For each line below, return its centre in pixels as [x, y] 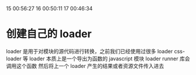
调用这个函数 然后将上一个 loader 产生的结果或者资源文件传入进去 [85, 66]
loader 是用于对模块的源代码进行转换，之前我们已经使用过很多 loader [90, 51]
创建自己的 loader [49, 34]
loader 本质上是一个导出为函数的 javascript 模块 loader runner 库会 [109, 59]
